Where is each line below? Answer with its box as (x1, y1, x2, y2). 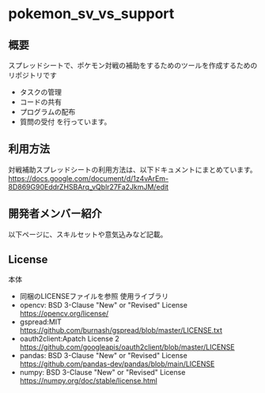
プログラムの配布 (19, 108, 76, 116)
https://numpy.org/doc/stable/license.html (19, 376, 158, 386)
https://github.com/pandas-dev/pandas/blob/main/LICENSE (19, 359, 215, 368)
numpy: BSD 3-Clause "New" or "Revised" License (19, 368, 186, 377)
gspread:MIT (19, 317, 62, 327)
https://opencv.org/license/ (19, 309, 109, 319)
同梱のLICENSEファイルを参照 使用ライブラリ (19, 292, 168, 301)
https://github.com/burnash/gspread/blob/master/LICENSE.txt (19, 326, 223, 335)
